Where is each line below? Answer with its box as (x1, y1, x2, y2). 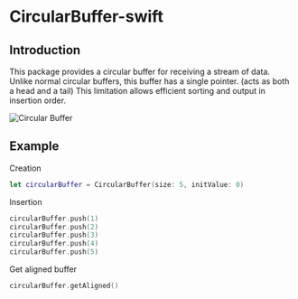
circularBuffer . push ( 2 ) (9, 222, 99, 231)
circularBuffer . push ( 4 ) (9, 239, 99, 248)
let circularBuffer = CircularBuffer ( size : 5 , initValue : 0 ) (9, 180, 245, 189)
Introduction (9, 42, 81, 58)
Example (9, 138, 60, 154)
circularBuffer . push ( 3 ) (9, 230, 99, 240)
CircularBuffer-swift (9, 6, 164, 27)
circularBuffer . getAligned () (9, 282, 119, 291)
